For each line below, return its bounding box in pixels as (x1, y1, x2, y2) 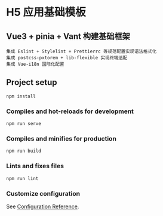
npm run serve (6, 121, 42, 127)
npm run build (6, 148, 42, 154)
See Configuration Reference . (6, 203, 79, 210)
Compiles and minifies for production (6, 135, 116, 143)
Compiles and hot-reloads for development (6, 107, 134, 115)
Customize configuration (6, 189, 81, 197)
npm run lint (6, 175, 39, 181)
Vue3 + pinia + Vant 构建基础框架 (6, 31, 130, 41)
